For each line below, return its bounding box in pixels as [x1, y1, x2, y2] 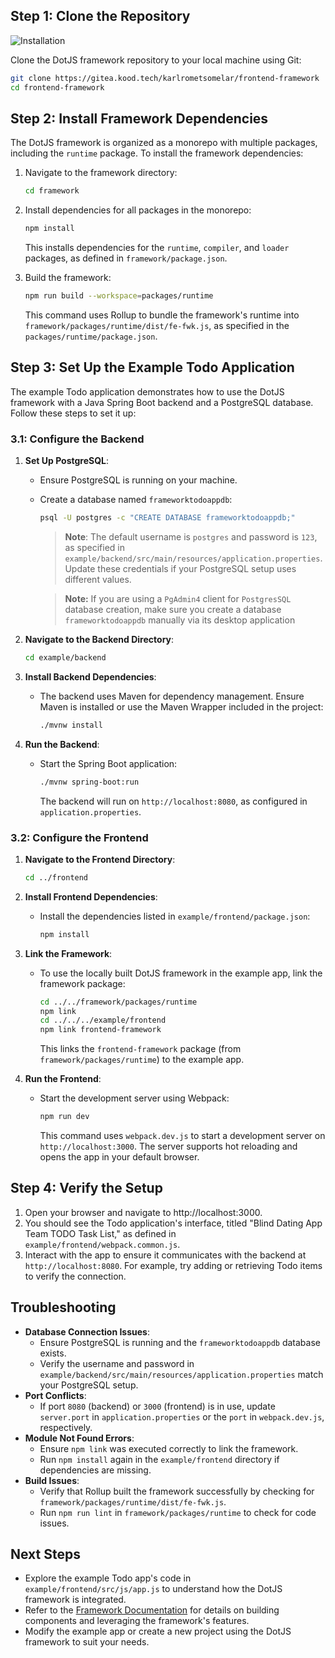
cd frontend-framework [10, 82, 105, 93]
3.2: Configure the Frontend [10, 830, 149, 844]
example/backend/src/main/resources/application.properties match [39, 1368, 324, 1380]
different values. [64, 573, 132, 585]
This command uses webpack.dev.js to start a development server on [39, 1130, 326, 1142]
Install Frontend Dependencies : [24, 890, 158, 903]
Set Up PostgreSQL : [24, 455, 110, 467]
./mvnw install [39, 720, 103, 730]
